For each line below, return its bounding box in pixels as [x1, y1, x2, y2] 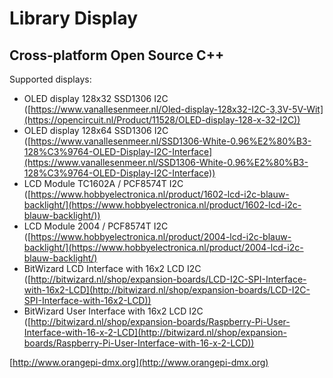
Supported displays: [9, 73, 92, 85]
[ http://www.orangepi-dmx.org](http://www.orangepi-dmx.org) [9, 357, 269, 368]
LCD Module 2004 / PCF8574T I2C [23, 220, 169, 232]
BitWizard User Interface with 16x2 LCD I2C [23, 305, 204, 317]
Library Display [9, 7, 139, 30]
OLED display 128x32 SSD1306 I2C [23, 93, 169, 104]
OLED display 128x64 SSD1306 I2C [23, 125, 169, 136]
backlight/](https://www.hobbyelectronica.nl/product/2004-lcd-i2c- [23, 242, 304, 253]
